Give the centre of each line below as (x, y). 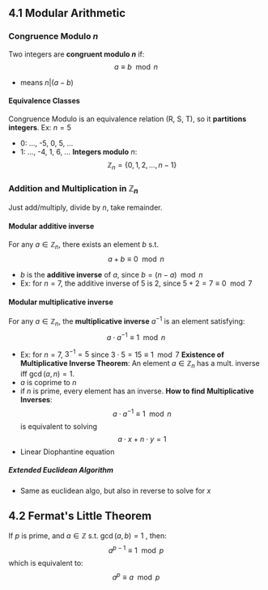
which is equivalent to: (46, 563)
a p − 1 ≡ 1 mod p (136, 550)
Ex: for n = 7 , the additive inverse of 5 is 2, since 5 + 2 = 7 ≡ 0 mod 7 (136, 283)
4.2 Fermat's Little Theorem (80, 516)
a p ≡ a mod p (136, 576)
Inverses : (36, 400)
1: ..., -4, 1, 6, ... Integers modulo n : (79, 151)
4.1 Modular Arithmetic (67, 13)
